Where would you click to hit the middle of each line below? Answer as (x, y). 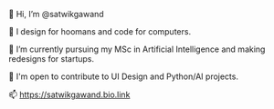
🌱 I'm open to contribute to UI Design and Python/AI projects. (124, 76)
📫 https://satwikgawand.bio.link (69, 94)
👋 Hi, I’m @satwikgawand (56, 14)
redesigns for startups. (52, 59)
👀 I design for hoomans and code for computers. (100, 31)
